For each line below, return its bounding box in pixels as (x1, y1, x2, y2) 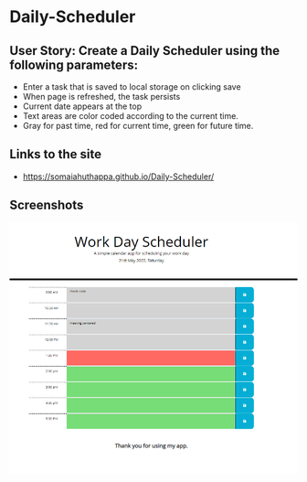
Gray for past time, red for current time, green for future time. (22, 121, 254, 131)
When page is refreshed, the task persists (22, 91, 181, 102)
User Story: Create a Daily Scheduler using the (9, 43, 281, 59)
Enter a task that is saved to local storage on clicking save (22, 81, 241, 92)
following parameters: (9, 57, 139, 72)
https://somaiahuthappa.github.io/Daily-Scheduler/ (22, 171, 215, 182)
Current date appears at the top (22, 101, 143, 112)
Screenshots (9, 198, 84, 213)
